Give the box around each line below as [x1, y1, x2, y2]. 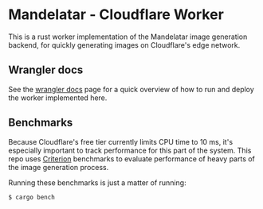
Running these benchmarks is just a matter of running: [8, 177, 186, 188]
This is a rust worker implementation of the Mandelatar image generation [8, 32, 248, 41]
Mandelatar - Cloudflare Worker [8, 6, 225, 24]
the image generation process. [8, 162, 109, 172]
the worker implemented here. [8, 93, 108, 103]
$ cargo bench [8, 193, 56, 201]
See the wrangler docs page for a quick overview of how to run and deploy [8, 84, 255, 94]
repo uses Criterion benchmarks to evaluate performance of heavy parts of [8, 153, 255, 164]
